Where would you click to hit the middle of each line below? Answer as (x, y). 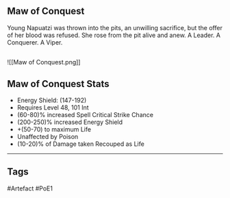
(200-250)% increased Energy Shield (70, 122)
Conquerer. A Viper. (35, 42)
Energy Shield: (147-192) (52, 100)
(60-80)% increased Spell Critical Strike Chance (85, 115)
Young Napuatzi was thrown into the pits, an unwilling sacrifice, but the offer (115, 27)
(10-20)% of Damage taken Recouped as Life (81, 144)
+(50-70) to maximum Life (54, 129)
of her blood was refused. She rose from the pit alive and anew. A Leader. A (114, 35)
